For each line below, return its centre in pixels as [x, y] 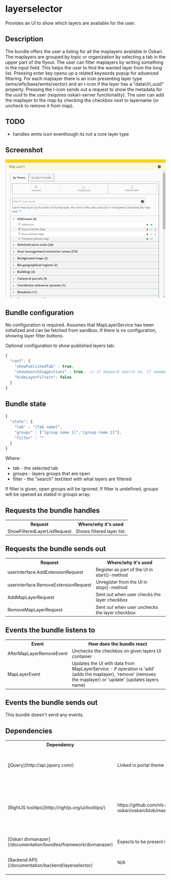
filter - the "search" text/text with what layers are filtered [72, 479]
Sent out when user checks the [129, 595]
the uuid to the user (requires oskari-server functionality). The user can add [85, 94]
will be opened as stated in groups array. [48, 494]
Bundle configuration [40, 313]
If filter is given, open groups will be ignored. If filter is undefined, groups [82, 489]
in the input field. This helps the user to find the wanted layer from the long [84, 67]
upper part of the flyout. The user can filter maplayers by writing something [84, 62]
